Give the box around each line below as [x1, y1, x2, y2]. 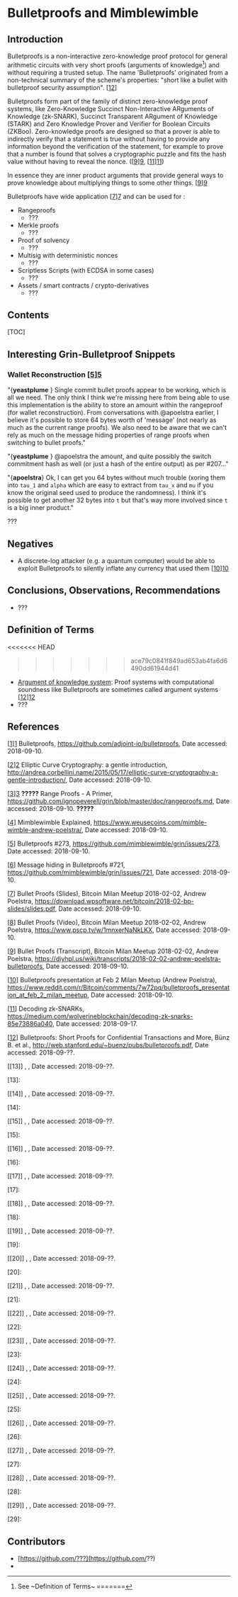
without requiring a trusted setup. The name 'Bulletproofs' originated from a [7, 68, 229, 76]
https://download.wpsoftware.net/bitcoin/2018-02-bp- [34, 897, 195, 906]
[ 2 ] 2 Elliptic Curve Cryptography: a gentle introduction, [7, 761, 168, 769]
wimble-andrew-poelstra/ [7, 826, 82, 834]
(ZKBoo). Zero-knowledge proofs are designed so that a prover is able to [7, 127, 220, 135]
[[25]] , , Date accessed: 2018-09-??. [7, 1392, 115, 1400]
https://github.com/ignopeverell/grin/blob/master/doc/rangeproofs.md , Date [7, 797, 230, 805]
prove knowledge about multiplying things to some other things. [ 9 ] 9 [7, 178, 208, 187]
